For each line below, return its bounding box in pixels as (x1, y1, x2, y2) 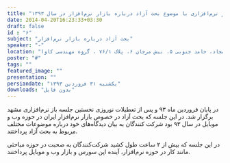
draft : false (7, 23, 44, 29)
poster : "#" (7, 55, 41, 62)
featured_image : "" (7, 67, 63, 74)
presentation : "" (7, 73, 57, 81)
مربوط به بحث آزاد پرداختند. (7, 127, 78, 136)
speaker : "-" (7, 42, 44, 49)
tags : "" (7, 61, 32, 68)
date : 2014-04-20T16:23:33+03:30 (7, 16, 103, 23)
